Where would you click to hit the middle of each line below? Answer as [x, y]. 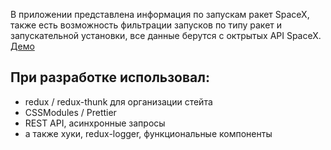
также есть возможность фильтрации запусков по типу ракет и [146, 25]
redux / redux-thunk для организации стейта [118, 101]
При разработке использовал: [110, 77]
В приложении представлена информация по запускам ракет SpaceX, [160, 14]
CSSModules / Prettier [70, 112]
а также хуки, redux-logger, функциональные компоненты [148, 133]
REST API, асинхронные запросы [95, 123]
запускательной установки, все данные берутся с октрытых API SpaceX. [166, 35]
